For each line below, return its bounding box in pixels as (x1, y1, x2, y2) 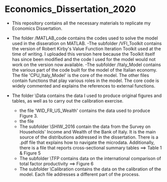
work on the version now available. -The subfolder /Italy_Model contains (12, 61, 161, 67)
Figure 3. (19, 112, 38, 118)
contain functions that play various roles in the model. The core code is (12, 77, 159, 83)
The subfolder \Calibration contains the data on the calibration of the (19, 166, 161, 172)
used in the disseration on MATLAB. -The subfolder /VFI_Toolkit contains (12, 40, 162, 46)
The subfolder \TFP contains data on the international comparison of (19, 155, 161, 161)
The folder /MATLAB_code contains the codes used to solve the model (12, 35, 158, 41)
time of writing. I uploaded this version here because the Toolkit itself (12, 51, 155, 57)
